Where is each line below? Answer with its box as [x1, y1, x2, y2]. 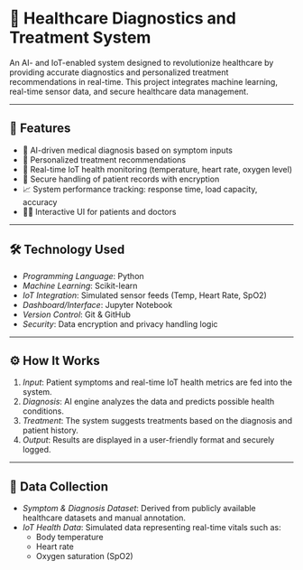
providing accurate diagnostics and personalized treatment [9, 67, 229, 78]
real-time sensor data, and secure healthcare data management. [9, 86, 249, 97]
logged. [22, 444, 51, 455]
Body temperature [35, 532, 104, 543]
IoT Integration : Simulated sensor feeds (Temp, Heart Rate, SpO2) [22, 289, 268, 301]
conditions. [22, 406, 65, 416]
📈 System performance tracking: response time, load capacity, [22, 183, 258, 194]
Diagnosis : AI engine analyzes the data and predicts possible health [22, 397, 275, 407]
